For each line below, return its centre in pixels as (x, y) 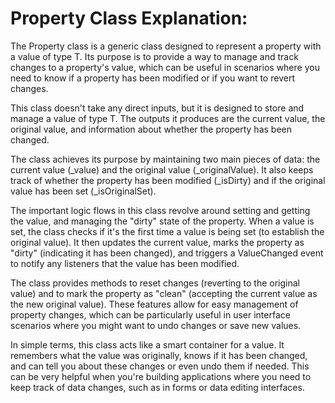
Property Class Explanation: (129, 18)
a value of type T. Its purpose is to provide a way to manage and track (154, 56)
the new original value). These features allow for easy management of (154, 304)
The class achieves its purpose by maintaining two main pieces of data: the (165, 159)
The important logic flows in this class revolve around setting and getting (160, 210)
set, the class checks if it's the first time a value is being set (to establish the (167, 231)
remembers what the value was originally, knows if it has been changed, (159, 355)
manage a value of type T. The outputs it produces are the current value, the (168, 118)
